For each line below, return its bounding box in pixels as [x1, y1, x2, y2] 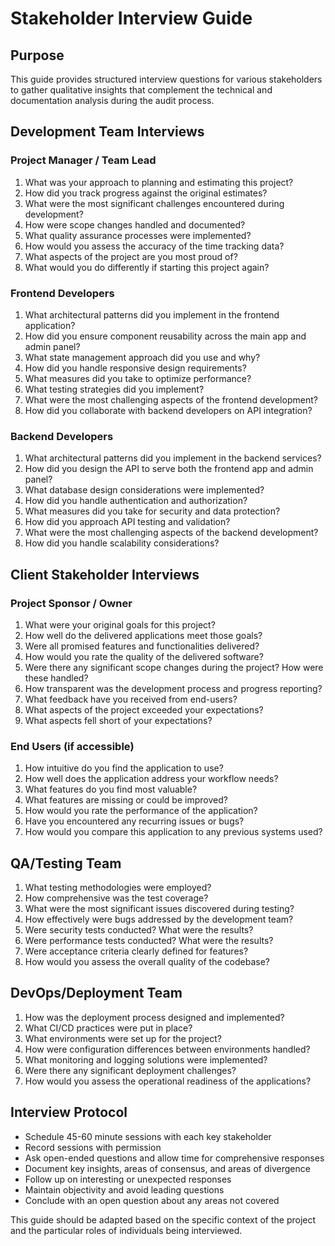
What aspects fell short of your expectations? [24, 714, 213, 726]
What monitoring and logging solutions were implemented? [24, 1053, 268, 1066]
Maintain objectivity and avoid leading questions [24, 1183, 225, 1196]
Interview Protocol [10, 1104, 128, 1121]
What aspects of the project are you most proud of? [24, 250, 238, 262]
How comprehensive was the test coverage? [24, 892, 209, 904]
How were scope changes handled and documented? [24, 218, 246, 231]
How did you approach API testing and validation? [24, 516, 231, 528]
